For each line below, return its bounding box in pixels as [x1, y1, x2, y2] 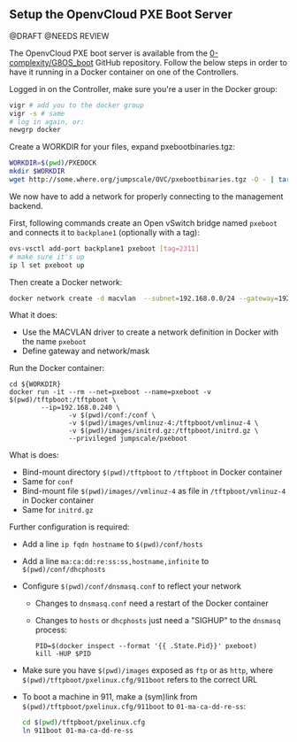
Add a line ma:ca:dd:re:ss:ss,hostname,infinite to [21, 556, 209, 567]
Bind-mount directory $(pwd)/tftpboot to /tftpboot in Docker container [21, 467, 283, 477]
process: [34, 624, 68, 636]
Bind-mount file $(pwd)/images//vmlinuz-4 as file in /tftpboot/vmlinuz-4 [21, 486, 286, 497]
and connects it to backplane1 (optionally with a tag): [9, 227, 201, 237]
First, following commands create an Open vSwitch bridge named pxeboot [9, 217, 278, 228]
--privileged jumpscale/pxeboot [68, 434, 188, 444]
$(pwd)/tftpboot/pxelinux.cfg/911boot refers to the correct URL [21, 675, 258, 685]
